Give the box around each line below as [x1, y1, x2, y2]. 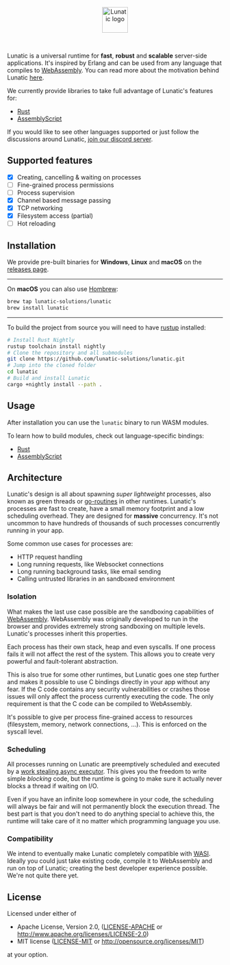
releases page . [7, 265, 49, 273]
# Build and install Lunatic [7, 375, 90, 382]
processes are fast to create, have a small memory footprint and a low [7, 505, 205, 513]
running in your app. [7, 527, 64, 535]
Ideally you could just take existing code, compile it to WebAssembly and [7, 857, 213, 865]
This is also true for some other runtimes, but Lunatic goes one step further [7, 671, 220, 679]
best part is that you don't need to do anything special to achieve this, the [7, 810, 215, 818]
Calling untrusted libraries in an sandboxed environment [16, 575, 175, 583]
